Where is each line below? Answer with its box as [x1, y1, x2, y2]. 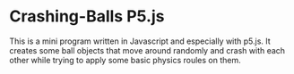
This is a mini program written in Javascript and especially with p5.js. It [9, 36, 271, 46]
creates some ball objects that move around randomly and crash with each [9, 45, 285, 55]
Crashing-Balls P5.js [9, 6, 165, 27]
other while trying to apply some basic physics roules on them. [9, 54, 241, 65]
